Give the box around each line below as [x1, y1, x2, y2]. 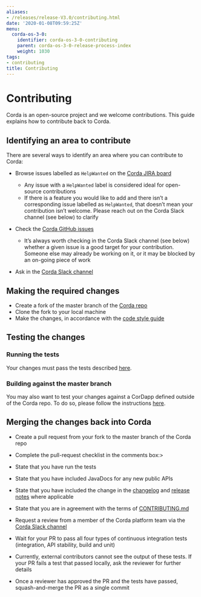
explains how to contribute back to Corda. [6, 118, 111, 125]
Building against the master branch [6, 379, 112, 388]
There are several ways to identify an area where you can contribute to [6, 152, 183, 159]
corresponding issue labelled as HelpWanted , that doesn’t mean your [24, 201, 194, 208]
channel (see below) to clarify [24, 213, 99, 221]
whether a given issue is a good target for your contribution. [24, 244, 174, 251]
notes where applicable [15, 493, 74, 500]
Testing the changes [6, 332, 85, 342]
